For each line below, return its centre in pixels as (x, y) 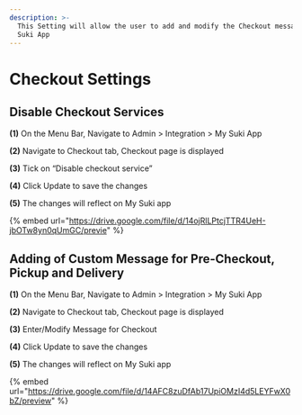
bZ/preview (31, 401)
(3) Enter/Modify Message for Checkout (83, 329)
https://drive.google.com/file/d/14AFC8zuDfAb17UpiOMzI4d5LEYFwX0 (159, 392)
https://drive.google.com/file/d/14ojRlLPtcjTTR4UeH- (168, 221)
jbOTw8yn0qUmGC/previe (58, 230)
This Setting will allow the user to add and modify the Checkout (144, 26)
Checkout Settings (80, 79)
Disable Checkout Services (87, 112)
